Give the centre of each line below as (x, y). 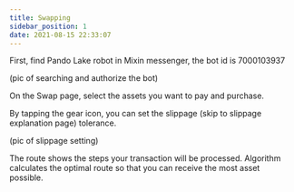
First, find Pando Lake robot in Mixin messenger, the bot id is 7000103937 (147, 61)
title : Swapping (40, 18)
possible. (26, 177)
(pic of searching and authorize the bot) (84, 78)
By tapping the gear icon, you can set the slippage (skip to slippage (136, 114)
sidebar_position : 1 (49, 26)
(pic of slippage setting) (54, 141)
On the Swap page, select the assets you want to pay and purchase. (137, 96)
